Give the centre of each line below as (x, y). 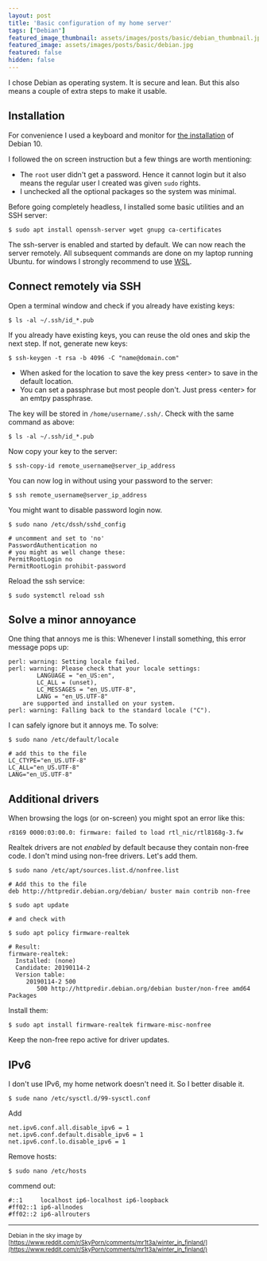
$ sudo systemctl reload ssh (56, 596)
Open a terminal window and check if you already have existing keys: (122, 305)
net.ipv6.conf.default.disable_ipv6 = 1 (76, 1135)
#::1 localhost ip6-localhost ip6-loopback (89, 1200)
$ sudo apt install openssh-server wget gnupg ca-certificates (115, 230)
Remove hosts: (33, 1156)
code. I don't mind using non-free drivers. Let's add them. (103, 856)
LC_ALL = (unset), (67, 683)
